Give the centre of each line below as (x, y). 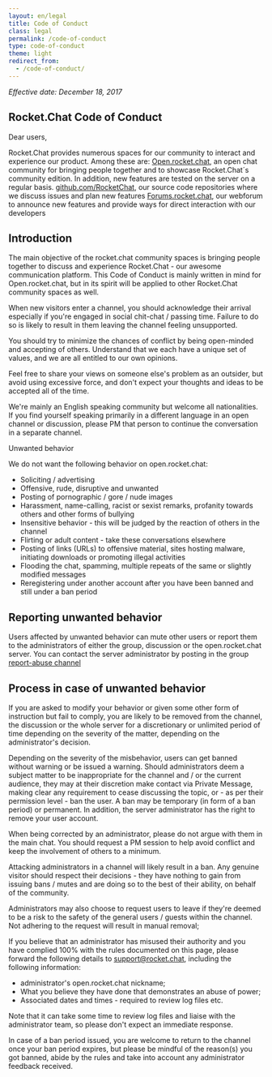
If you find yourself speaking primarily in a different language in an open (129, 415)
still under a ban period (59, 592)
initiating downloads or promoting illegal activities (103, 557)
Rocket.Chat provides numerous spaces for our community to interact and (132, 152)
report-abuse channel (45, 663)
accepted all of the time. (49, 391)
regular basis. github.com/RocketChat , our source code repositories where (133, 187)
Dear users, (28, 137)
